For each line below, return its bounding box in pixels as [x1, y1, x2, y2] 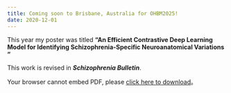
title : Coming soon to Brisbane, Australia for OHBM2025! [7, 10, 178, 17]
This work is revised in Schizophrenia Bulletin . [7, 63, 142, 72]
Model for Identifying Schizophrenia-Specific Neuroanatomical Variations [7, 43, 225, 51]
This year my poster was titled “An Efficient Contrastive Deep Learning [7, 35, 213, 43]
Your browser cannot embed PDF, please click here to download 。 [7, 77, 198, 86]
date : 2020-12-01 [7, 17, 58, 23]
